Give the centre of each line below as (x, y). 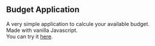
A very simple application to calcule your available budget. (78, 24)
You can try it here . (30, 36)
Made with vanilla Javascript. (42, 30)
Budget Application (43, 10)
